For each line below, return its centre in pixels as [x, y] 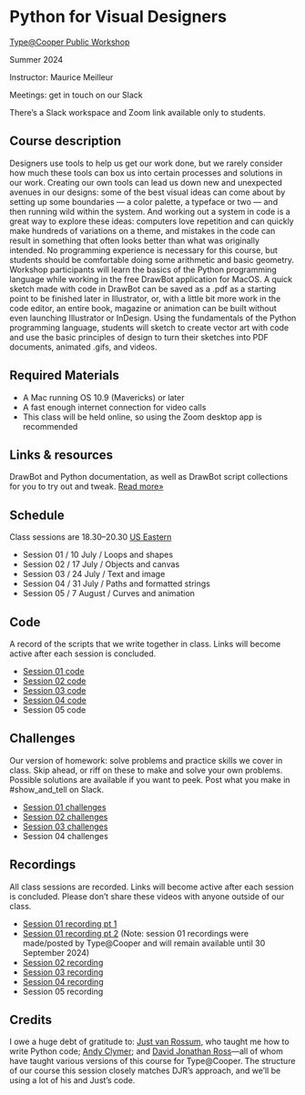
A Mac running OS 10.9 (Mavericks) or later [103, 397]
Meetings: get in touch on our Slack [76, 95]
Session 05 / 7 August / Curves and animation [109, 593]
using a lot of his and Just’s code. [72, 1080]
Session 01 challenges [64, 806]
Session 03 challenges [65, 826]
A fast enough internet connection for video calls [114, 407]
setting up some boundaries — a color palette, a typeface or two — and [144, 201]
